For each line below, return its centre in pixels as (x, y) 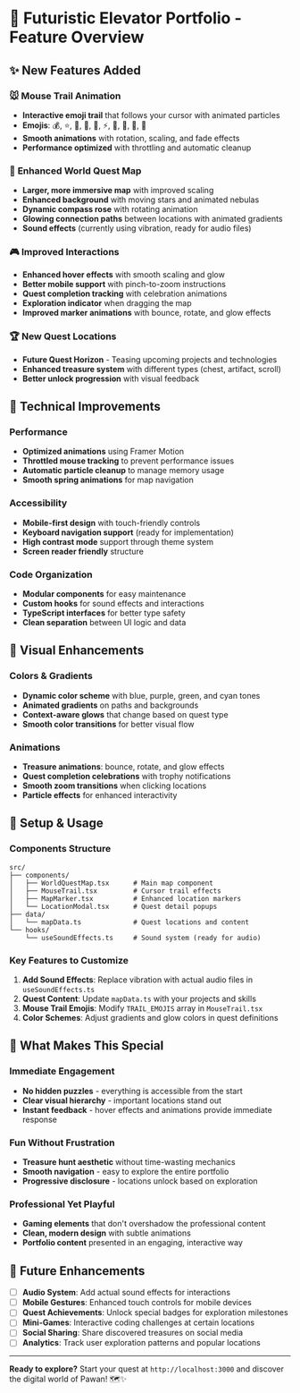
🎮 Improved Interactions (64, 252)
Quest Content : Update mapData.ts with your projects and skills (139, 999)
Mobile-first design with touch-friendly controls (111, 522)
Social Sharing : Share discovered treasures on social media (133, 1333)
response (40, 1119)
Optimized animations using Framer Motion (103, 452)
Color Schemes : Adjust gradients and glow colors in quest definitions (150, 1018)
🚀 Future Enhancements (77, 1271)
